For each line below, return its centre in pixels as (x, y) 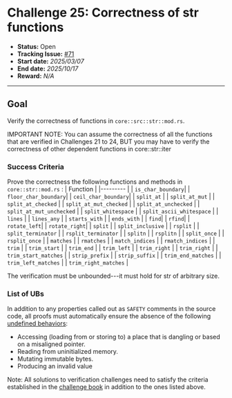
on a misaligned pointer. (51, 344)
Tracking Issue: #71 (46, 54)
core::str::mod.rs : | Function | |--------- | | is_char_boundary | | (99, 189)
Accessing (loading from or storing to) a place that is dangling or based (119, 337)
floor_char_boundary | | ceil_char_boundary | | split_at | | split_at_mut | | (111, 197)
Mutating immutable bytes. (55, 359)
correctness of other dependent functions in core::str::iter (89, 149)
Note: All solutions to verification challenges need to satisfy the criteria (108, 380)
